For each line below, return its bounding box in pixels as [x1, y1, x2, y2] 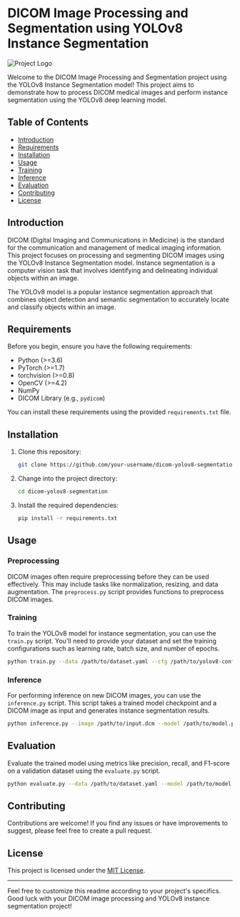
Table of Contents [7, 116, 89, 129]
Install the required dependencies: [17, 501, 119, 509]
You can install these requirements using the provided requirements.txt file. [7, 408, 231, 416]
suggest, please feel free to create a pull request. [7, 826, 152, 835]
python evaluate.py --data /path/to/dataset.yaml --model [7, 780, 184, 787]
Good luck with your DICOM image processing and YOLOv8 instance [7, 894, 209, 903]
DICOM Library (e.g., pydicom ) [17, 394, 106, 403]
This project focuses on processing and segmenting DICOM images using [7, 251, 225, 259]
